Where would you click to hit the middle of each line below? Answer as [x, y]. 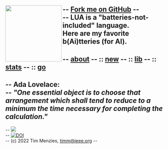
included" [79, 25]
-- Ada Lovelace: [33, 85]
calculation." [26, 117]
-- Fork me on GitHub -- [101, 10]
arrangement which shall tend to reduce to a [78, 101]
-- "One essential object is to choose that [73, 93]
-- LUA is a [80, 18]
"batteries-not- [124, 18]
